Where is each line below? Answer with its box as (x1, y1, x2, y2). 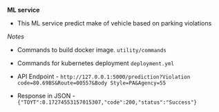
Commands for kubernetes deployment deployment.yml (17, 59, 175, 67)
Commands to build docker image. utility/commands (17, 46, 167, 54)
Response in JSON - (17, 92, 76, 100)
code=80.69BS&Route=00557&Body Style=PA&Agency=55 (17, 80, 166, 87)
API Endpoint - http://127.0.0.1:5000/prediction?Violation (17, 72, 191, 80)
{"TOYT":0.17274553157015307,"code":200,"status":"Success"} (17, 99, 198, 106)
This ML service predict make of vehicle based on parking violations (17, 19, 212, 27)
